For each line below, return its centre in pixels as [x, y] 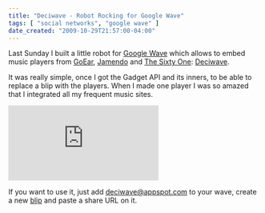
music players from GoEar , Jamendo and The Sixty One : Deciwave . [119, 62]
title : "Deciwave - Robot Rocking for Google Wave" [96, 16]
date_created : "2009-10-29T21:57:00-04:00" [82, 30]
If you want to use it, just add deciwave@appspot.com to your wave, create [133, 192]
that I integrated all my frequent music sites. [81, 94]
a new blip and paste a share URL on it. [73, 200]
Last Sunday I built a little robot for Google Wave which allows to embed [127, 54]
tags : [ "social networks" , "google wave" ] [84, 23]
